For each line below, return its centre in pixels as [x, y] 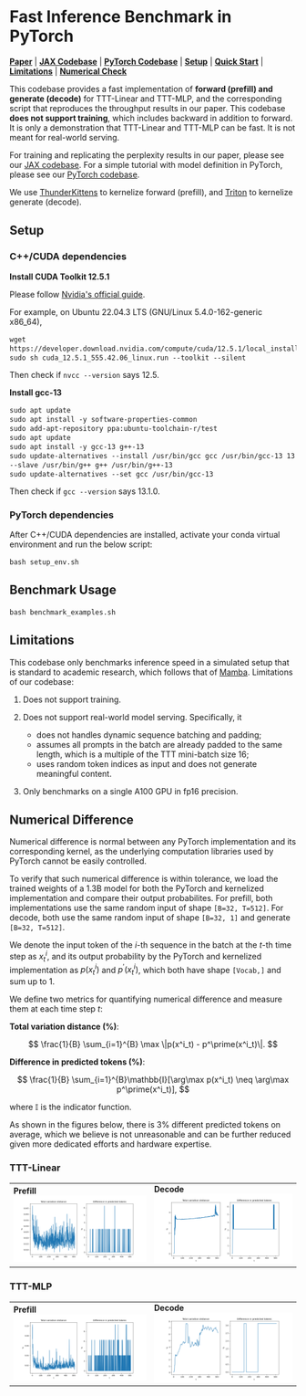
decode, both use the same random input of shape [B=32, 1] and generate [150, 918]
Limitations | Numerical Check [68, 71]
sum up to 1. [32, 981]
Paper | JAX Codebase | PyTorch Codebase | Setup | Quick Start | [137, 61]
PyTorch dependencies [62, 515]
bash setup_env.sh [44, 562]
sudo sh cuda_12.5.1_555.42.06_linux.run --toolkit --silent [128, 358]
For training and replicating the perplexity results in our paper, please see [147, 155]
